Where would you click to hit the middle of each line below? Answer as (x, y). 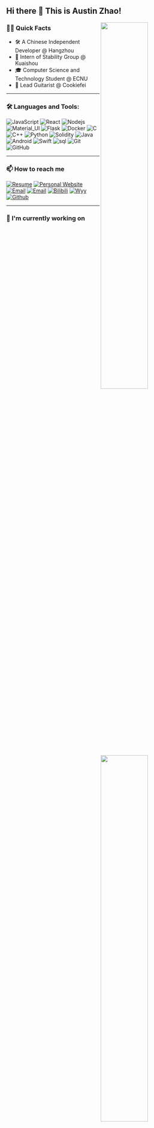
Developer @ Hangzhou (44, 50)
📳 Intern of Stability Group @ (50, 57)
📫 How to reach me (35, 169)
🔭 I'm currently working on (46, 218)
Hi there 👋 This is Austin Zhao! (64, 11)
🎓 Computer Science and (47, 70)
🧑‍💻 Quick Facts (29, 28)
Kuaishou (26, 63)
